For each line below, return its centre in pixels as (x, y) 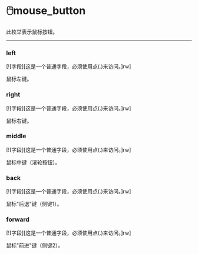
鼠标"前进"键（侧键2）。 (35, 245)
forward (18, 219)
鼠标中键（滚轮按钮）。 (33, 162)
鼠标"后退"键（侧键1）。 (34, 204)
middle (16, 136)
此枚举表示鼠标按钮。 (32, 32)
